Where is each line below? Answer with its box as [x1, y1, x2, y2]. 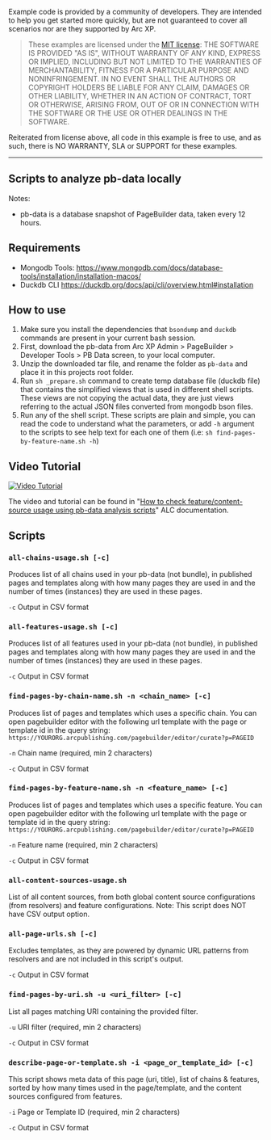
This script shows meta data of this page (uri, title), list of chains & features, [8, 1075, 260, 1084]
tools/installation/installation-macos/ [19, 271, 141, 281]
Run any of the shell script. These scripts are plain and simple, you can [19, 410, 256, 420]
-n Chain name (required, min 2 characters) [8, 747, 152, 758]
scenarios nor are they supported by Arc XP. [8, 24, 156, 33]
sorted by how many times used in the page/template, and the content [8, 1083, 242, 1093]
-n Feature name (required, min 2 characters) [8, 839, 159, 849]
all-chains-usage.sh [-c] [8, 553, 110, 562]
